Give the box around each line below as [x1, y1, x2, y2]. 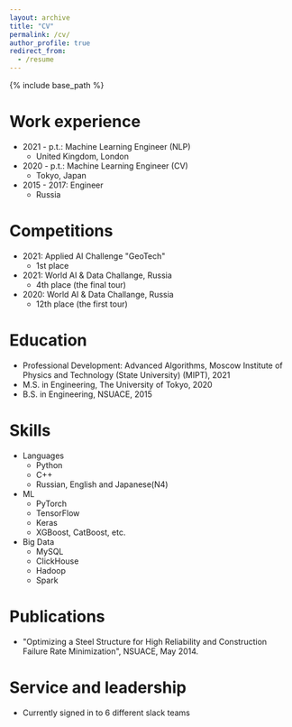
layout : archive [9, 13, 70, 23]
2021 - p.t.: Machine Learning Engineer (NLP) [22, 141, 191, 152]
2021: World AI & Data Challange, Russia [22, 270, 173, 281]
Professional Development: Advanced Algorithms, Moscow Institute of [22, 360, 284, 371]
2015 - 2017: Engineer [22, 179, 104, 190]
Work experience [9, 112, 141, 132]
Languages [22, 450, 65, 461]
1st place [35, 260, 69, 271]
